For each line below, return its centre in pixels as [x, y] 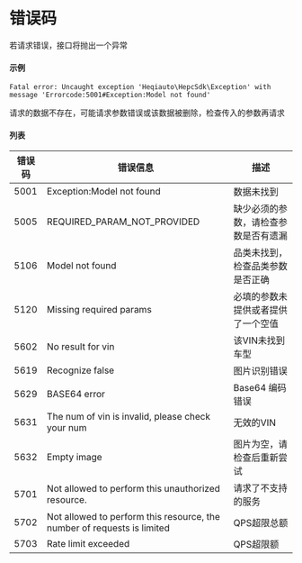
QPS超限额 [256, 544]
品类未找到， [260, 253]
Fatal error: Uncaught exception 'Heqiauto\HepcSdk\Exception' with [140, 87]
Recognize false [80, 370]
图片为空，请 [260, 444]
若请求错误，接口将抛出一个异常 [68, 45]
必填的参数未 [260, 296]
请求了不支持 [260, 488]
